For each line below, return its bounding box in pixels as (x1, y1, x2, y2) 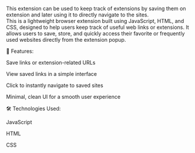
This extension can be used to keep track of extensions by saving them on (6, 5, 186, 12)
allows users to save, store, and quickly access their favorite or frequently (6, 30, 185, 37)
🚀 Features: (6, 48, 34, 55)
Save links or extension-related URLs (6, 59, 96, 66)
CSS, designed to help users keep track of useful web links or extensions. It (6, 24, 189, 31)
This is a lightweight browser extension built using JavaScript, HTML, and (6, 18, 184, 24)
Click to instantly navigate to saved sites (6, 82, 104, 89)
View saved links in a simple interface (6, 71, 97, 77)
